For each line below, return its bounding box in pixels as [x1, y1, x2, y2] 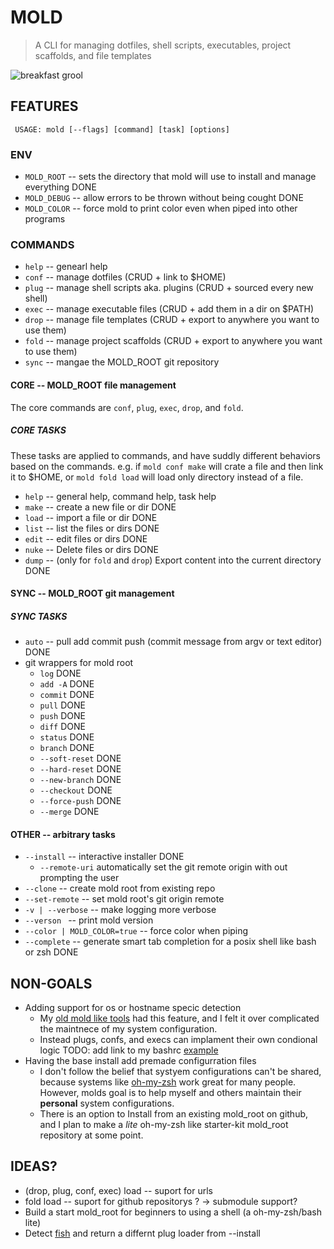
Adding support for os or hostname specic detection [24, 1002, 242, 1014]
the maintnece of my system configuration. [39, 1023, 218, 1035]
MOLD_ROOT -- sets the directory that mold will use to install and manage [24, 171, 317, 183]
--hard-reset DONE [39, 763, 122, 775]
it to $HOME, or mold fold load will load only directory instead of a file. [10, 471, 304, 483]
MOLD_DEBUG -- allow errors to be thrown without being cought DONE [24, 192, 304, 204]
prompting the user [39, 872, 120, 884]
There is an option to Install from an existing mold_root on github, [39, 1108, 309, 1120]
